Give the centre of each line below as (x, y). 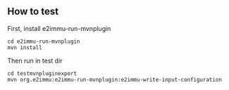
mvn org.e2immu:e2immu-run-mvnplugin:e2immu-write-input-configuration (114, 79)
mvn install (25, 47)
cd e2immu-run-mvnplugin (44, 41)
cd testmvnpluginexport (42, 73)
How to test (33, 12)
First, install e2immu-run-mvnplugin (59, 28)
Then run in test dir (35, 60)
